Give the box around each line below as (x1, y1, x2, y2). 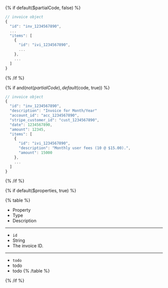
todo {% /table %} (12, 268, 50, 274)
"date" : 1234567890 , (9, 122, 52, 127)
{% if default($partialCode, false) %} (5, 5, 81, 11)
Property (12, 207, 31, 213)
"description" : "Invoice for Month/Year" (9, 108, 97, 113)
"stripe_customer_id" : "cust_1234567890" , (9, 117, 99, 122)
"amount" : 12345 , (9, 127, 46, 132)
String (12, 237, 25, 243)
